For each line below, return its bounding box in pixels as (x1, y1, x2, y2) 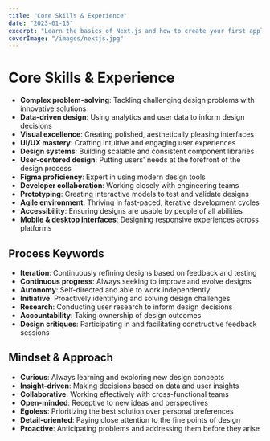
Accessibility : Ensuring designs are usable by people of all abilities (19, 206, 243, 216)
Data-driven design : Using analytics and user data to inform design (19, 112, 245, 122)
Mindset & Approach (8, 351, 114, 365)
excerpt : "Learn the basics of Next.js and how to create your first (8, 27, 247, 35)
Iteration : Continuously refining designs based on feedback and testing (19, 268, 257, 277)
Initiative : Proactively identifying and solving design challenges (19, 294, 231, 303)
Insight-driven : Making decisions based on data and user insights (19, 381, 239, 390)
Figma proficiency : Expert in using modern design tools (19, 172, 207, 182)
